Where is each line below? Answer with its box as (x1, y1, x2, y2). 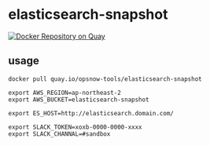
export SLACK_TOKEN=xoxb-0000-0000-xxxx (8, 123, 143, 131)
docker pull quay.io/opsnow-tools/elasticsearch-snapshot (8, 75, 202, 83)
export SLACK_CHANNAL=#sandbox (8, 130, 111, 138)
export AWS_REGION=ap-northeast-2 (8, 89, 122, 97)
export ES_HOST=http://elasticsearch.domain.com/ (8, 109, 175, 117)
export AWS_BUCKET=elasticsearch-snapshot (8, 96, 149, 104)
